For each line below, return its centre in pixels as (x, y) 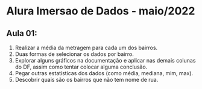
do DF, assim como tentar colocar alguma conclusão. (81, 67)
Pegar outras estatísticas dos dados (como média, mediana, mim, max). (104, 73)
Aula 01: (22, 33)
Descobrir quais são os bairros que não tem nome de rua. (87, 80)
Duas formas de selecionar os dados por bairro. (74, 54)
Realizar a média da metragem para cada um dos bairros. (86, 48)
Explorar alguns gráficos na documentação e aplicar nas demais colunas (105, 60)
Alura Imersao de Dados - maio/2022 (101, 11)
